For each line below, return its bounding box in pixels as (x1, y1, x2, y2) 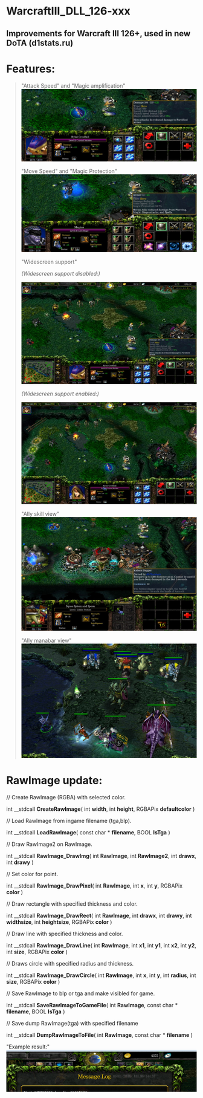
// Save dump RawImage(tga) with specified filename (6, 1019, 139, 1027)
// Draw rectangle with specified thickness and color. (6, 900, 138, 908)
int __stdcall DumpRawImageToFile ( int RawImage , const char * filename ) (6, 1031, 193, 1038)
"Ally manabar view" (21, 637, 72, 644)
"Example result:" (6, 1043, 50, 1050)
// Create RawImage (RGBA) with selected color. (6, 793, 126, 801)
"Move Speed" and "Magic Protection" (21, 167, 118, 175)
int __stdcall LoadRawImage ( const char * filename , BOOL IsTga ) (6, 828, 170, 836)
